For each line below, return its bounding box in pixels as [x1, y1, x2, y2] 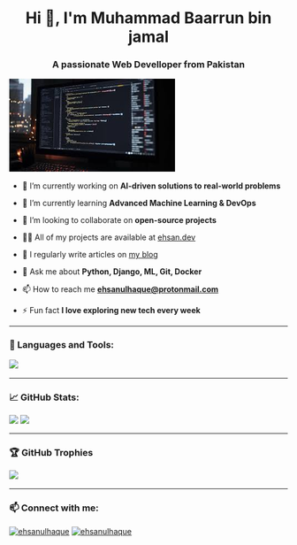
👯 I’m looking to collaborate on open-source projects [21, 215, 217, 226]
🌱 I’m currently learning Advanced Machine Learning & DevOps [21, 198, 256, 209]
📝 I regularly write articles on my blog [21, 249, 159, 260]
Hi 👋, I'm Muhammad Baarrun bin [25, 8, 272, 28]
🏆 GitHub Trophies [9, 447, 94, 458]
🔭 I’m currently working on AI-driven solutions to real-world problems [21, 180, 281, 191]
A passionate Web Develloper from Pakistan [51, 58, 246, 71]
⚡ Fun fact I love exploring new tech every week [21, 305, 201, 316]
